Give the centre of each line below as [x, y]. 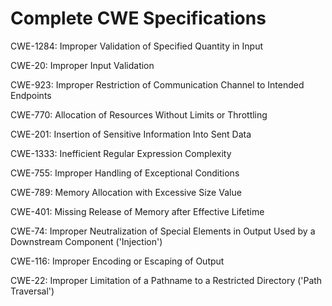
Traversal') [32, 291]
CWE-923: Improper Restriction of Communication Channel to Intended [157, 84]
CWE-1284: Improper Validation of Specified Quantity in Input [137, 46]
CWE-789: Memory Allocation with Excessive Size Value [126, 192]
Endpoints [31, 95]
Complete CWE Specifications [138, 18]
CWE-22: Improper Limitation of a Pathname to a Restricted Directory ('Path [166, 280]
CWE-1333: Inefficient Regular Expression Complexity [121, 153]
